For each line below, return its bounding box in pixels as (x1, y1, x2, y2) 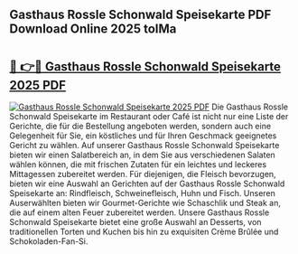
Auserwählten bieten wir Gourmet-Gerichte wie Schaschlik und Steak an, (9, 198, 282, 208)
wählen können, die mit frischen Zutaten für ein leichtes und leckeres (9, 159, 267, 170)
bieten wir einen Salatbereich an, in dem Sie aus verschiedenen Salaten (9, 149, 275, 160)
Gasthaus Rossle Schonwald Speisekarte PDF (9, 7, 272, 23)
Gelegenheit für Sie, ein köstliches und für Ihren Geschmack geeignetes (9, 130, 277, 141)
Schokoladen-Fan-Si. (9, 236, 88, 247)
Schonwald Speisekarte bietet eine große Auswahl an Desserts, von (9, 217, 262, 227)
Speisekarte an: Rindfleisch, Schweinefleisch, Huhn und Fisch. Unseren (9, 188, 275, 198)
